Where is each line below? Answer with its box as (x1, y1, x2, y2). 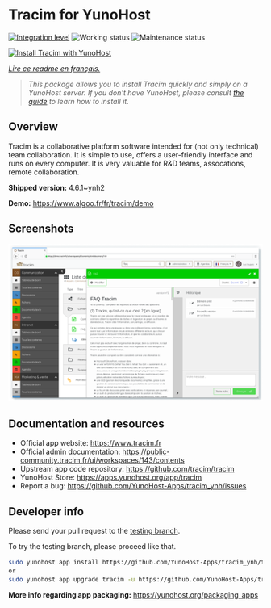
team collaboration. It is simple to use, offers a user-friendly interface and (8, 149, 253, 159)
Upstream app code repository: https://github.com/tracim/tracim (19, 464, 235, 474)
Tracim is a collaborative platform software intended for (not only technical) (8, 141, 260, 151)
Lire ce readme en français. (8, 63, 101, 73)
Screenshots (8, 222, 74, 236)
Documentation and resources (8, 417, 165, 430)
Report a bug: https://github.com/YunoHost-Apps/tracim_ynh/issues (19, 481, 247, 491)
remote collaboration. (8, 167, 80, 177)
